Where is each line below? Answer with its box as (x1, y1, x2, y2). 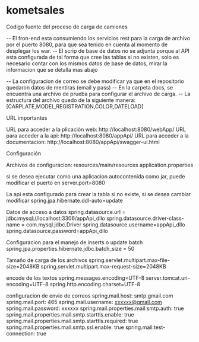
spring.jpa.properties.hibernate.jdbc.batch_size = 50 (6, 245, 135, 252)
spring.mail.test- (125, 324, 166, 331)
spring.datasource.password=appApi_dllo (6, 227, 108, 234)
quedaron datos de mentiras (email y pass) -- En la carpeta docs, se (6, 84, 173, 91)
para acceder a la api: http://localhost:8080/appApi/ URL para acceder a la (6, 132, 189, 139)
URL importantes (6, 114, 48, 122)
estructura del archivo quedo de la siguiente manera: (6, 96, 135, 104)
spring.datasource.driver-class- (106, 215, 184, 222)
